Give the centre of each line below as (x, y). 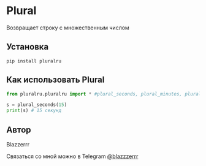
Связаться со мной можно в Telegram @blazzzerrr (72, 156)
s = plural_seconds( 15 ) (37, 105)
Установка (28, 47)
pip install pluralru (34, 61)
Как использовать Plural (55, 80)
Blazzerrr (18, 144)
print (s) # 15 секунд (34, 111)
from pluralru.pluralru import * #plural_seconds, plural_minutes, (94, 94)
